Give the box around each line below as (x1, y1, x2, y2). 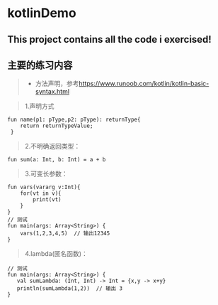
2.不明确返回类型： (24, 142, 81, 151)
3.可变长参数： (24, 169, 69, 178)
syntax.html (35, 87, 69, 96)
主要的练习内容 (7, 59, 73, 71)
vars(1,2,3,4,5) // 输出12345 (20, 230, 110, 237)
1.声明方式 (24, 102, 54, 111)
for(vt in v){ (20, 190, 62, 197)
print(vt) (33, 196, 62, 203)
